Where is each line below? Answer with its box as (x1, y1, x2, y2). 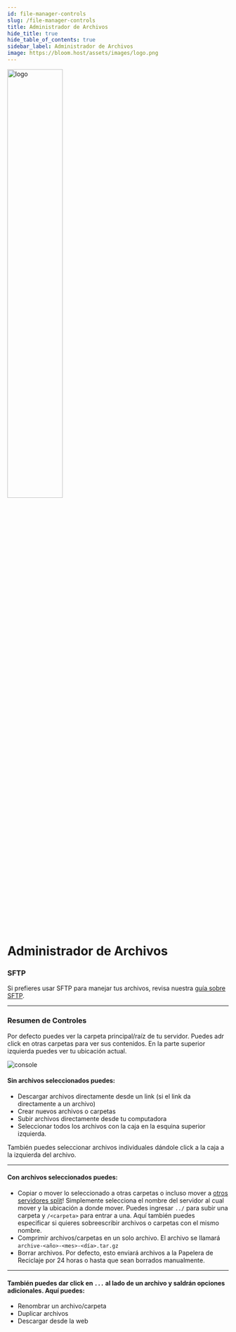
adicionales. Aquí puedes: (7, 1286, 86, 1295)
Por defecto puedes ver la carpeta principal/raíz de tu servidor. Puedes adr (7, 1032, 225, 1040)
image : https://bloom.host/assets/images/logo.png (7, 50, 159, 57)
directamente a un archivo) (17, 1099, 96, 1108)
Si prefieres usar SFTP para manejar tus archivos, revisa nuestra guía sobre (7, 984, 226, 992)
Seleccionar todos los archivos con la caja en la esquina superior (17, 1122, 206, 1130)
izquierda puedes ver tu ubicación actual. (7, 1046, 127, 1055)
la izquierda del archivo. (7, 1151, 77, 1159)
